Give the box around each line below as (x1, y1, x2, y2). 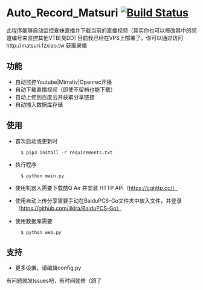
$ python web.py (21, 229, 62, 235)
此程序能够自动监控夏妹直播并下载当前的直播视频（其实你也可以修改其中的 (6, 27, 192, 34)
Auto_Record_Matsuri (6, 6, 118, 20)
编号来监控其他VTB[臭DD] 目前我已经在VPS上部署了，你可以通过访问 (11, 34, 183, 42)
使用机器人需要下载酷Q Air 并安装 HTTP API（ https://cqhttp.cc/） (14, 184, 178, 191)
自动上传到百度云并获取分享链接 (14, 93, 95, 101)
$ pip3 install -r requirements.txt (21, 150, 113, 156)
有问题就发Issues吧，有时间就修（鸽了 (6, 277, 102, 285)
